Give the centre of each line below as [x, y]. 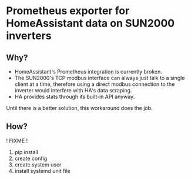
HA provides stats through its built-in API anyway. [75, 96]
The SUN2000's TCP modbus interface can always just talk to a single [100, 78]
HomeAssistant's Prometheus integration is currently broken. [88, 71]
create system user [38, 164]
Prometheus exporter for [68, 11]
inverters [29, 36]
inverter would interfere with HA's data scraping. [73, 90]
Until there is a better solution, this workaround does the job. [79, 108]
